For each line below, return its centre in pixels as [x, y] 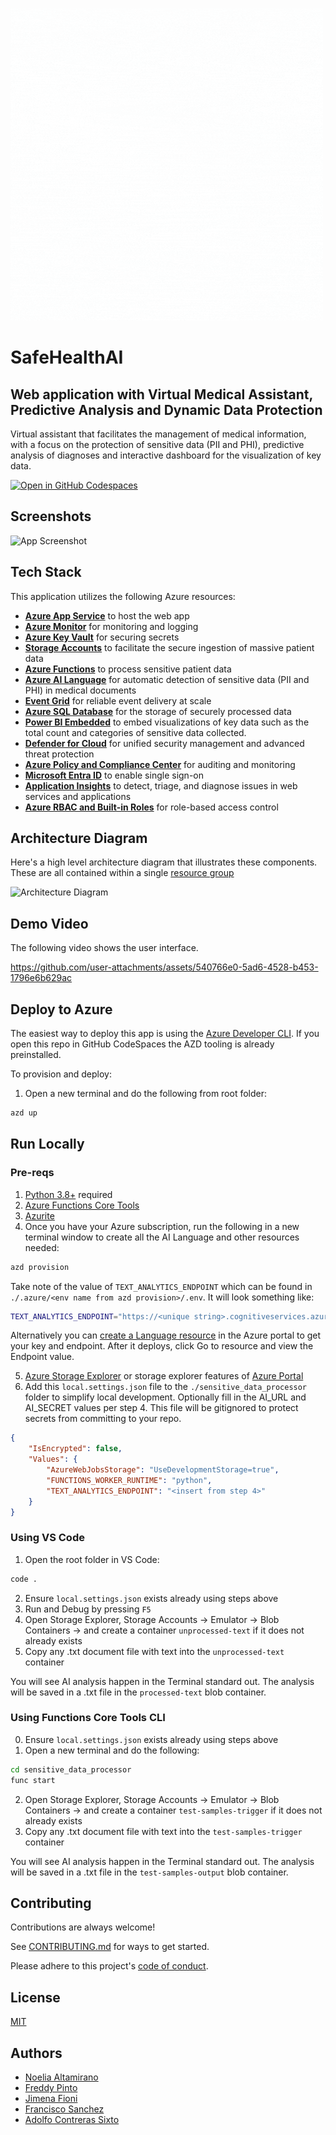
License [35, 1997]
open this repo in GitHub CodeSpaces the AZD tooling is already [142, 1044]
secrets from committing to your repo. [103, 1419]
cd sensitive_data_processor [71, 1769]
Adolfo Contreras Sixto [72, 2120]
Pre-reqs [32, 1173]
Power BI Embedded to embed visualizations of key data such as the [167, 722]
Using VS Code [47, 1538]
